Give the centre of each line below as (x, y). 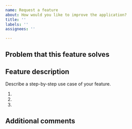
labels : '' (17, 24)
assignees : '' (20, 29)
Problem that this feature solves (58, 54)
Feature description (37, 71)
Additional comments (40, 121)
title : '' (16, 19)
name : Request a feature (32, 10)
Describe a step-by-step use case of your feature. (58, 84)
